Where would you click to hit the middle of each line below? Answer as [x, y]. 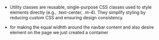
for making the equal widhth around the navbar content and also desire [82, 27]
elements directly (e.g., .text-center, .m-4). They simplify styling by [78, 12]
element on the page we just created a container [59, 32]
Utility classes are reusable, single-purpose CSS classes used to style [80, 7]
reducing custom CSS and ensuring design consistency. [67, 18]
